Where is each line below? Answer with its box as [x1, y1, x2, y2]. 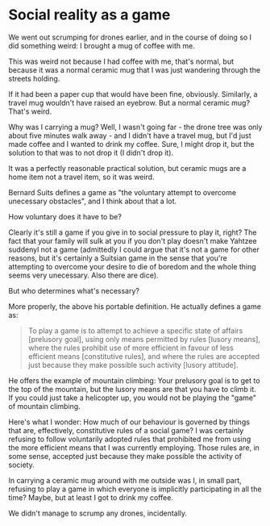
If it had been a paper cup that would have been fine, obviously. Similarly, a [8, 89, 258, 98]
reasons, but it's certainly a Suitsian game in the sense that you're [8, 253, 227, 263]
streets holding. [8, 73, 60, 83]
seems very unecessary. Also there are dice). [8, 270, 159, 280]
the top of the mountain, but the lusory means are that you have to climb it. [8, 384, 256, 394]
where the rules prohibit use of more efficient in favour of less [27, 343, 234, 353]
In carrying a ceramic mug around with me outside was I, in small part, [8, 475, 242, 485]
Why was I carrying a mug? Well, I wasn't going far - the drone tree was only [8, 122, 263, 131]
